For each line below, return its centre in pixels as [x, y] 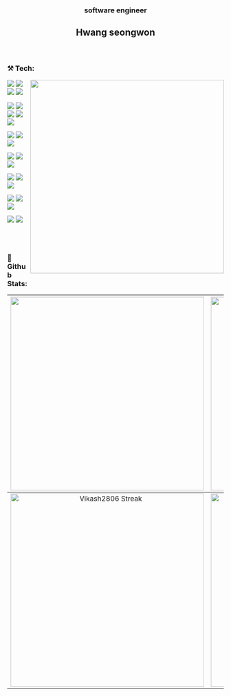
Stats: [17, 283]
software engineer [115, 10]
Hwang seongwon [115, 33]
